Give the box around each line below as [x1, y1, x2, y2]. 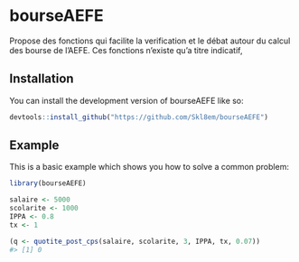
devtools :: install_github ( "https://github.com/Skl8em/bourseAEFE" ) [9, 112, 269, 122]
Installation [9, 71, 74, 87]
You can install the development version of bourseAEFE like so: [9, 95, 244, 106]
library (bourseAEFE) [9, 179, 88, 188]
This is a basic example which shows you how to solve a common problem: [9, 162, 289, 173]
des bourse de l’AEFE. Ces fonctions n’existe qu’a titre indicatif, [9, 44, 243, 55]
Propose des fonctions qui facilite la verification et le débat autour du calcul [9, 35, 291, 46]
